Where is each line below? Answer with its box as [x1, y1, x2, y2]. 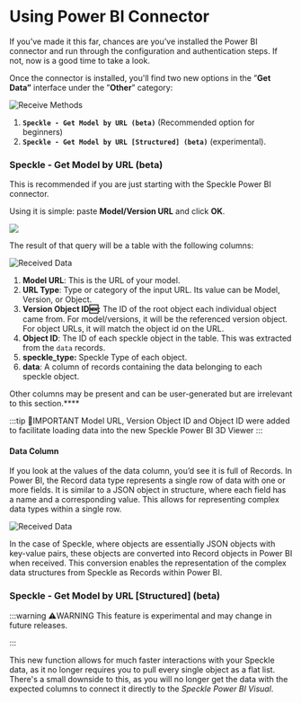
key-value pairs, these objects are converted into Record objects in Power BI [9, 548, 293, 559]
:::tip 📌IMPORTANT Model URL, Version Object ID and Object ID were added [9, 415, 290, 426]
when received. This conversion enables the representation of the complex [9, 557, 288, 568]
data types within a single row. [9, 503, 122, 514]
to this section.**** [9, 398, 80, 409]
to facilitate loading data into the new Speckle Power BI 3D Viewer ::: [9, 425, 263, 436]
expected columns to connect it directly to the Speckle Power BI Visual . [9, 683, 274, 694]
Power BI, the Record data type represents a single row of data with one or [9, 475, 286, 486]
